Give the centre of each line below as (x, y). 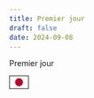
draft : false (33, 28)
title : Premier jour (47, 19)
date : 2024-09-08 (41, 37)
